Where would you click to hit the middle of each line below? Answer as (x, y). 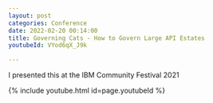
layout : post (30, 16)
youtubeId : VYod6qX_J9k (48, 46)
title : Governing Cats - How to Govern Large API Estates (106, 38)
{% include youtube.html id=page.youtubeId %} (87, 91)
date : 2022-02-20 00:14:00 (53, 30)
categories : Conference (48, 23)
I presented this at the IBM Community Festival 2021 (94, 75)
